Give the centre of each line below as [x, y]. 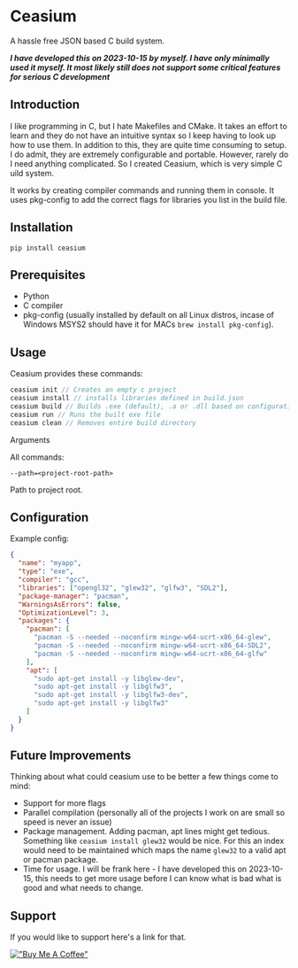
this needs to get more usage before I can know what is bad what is [158, 879]
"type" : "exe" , [46, 572]
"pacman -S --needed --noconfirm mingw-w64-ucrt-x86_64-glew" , [153, 638]
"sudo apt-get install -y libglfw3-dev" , [111, 695]
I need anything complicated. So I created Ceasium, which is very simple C [146, 163]
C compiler [43, 306]
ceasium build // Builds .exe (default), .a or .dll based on [127, 406]
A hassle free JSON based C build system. [88, 41]
